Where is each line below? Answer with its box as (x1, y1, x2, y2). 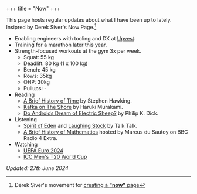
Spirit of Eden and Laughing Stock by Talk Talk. (23, 122, 138, 129)
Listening (14, 115, 37, 122)
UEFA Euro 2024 (23, 147, 63, 154)
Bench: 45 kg (23, 66, 56, 73)
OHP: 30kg (23, 79, 50, 86)
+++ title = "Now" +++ (6, 5, 60, 12)
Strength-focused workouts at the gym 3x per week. (14, 47, 142, 55)
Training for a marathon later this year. (14, 41, 107, 48)
